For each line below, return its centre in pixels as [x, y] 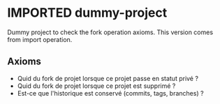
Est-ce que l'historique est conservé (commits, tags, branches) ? [110, 93]
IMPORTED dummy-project [87, 13]
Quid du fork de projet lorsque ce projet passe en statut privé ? [108, 78]
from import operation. [40, 39]
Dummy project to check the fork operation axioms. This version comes [110, 32]
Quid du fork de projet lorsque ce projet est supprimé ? [96, 86]
